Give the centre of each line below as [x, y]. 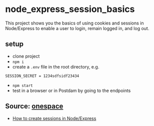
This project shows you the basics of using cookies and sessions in [74, 23]
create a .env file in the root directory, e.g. [56, 66]
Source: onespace [34, 106]
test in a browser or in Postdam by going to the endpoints [71, 90]
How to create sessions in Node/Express [54, 118]
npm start [23, 85]
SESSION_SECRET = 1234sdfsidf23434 [42, 76]
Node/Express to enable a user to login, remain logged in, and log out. [77, 28]
